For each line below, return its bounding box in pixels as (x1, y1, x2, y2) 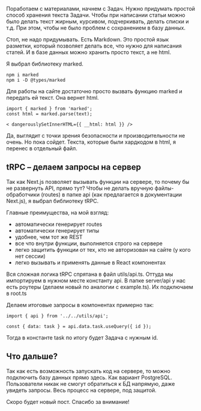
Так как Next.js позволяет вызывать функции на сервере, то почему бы (6, 178, 190, 185)
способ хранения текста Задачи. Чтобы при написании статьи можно (6, 11, 186, 19)
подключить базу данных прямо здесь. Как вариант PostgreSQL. (6, 374, 173, 381)
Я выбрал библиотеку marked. (6, 60, 84, 67)
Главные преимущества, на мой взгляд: (6, 209, 109, 216)
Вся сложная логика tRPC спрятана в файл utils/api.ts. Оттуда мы (6, 270, 173, 278)
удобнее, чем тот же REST (14, 233, 83, 240)
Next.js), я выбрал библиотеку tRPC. (6, 197, 99, 204)
